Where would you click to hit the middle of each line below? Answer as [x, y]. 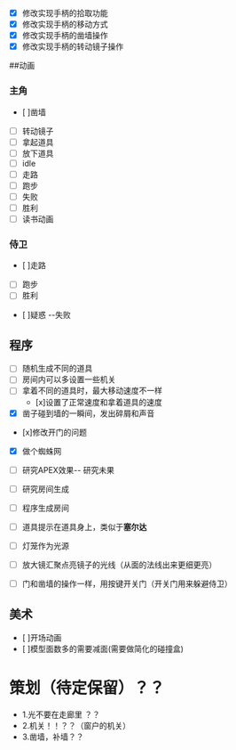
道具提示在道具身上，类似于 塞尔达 [84, 526]
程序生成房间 [45, 508]
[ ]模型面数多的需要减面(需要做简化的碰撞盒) [103, 648]
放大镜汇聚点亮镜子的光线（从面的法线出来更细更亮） [119, 565]
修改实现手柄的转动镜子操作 [73, 46]
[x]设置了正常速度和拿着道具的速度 [98, 402]
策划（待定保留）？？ [87, 688]
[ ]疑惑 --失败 [46, 314]
